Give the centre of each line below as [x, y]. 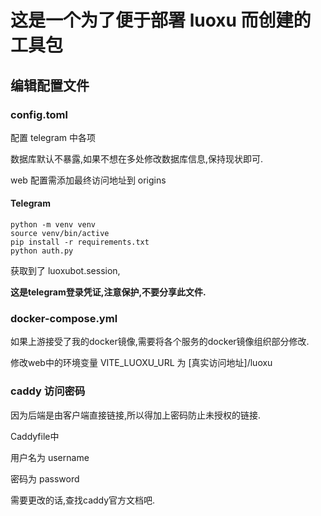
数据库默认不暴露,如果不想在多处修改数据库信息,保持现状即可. [137, 158]
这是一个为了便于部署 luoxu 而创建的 [161, 20]
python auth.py [42, 251]
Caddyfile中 [35, 436]
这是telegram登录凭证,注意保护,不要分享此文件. [108, 292]
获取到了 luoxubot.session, [65, 271]
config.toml [39, 114]
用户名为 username [50, 457]
